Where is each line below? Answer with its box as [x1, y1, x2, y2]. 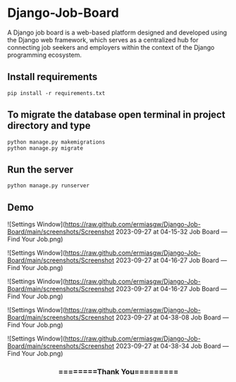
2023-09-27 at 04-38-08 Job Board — [116, 313, 229, 321]
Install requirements [7, 71, 98, 83]
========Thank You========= [58, 367, 179, 377]
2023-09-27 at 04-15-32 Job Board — [116, 227, 228, 236]
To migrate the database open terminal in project [7, 109, 225, 121]
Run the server [7, 163, 74, 175]
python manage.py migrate [7, 144, 83, 152]
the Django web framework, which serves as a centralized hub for [7, 35, 199, 44]
